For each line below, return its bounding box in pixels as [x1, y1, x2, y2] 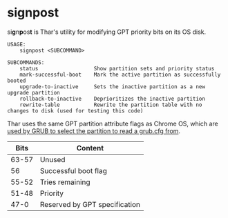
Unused [39, 155, 66, 164]
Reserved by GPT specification [39, 199, 140, 209]
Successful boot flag [39, 166, 107, 175]
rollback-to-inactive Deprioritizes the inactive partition [19, 95, 206, 102]
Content [76, 143, 104, 152]
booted [7, 77, 26, 84]
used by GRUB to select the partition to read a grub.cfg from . [7, 126, 181, 135]
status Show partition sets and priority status [19, 65, 215, 72]
